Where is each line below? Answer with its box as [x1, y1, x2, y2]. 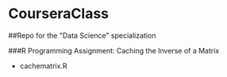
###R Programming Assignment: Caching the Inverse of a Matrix [8, 46, 220, 55]
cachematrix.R [19, 60, 67, 71]
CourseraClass [8, 5, 110, 23]
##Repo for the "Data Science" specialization [8, 31, 156, 40]
